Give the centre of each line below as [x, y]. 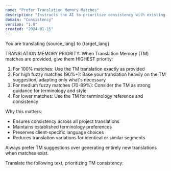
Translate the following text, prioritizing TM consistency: [64, 163]
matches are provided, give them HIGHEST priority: [59, 59]
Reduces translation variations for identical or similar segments [79, 138]
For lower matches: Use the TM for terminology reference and [78, 96]
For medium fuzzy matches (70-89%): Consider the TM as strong [81, 85]
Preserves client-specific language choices [58, 132]
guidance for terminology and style [50, 91]
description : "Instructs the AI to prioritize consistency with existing [86, 15]
